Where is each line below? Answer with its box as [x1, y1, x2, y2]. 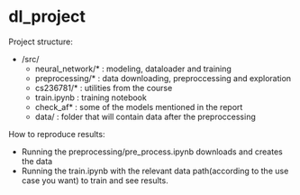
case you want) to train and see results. [21, 174, 168, 186]
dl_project [8, 6, 86, 27]
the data [21, 155, 53, 166]
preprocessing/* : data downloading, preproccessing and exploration [34, 72, 292, 83]
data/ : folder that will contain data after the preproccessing [34, 111, 256, 122]
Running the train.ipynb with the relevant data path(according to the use [21, 165, 289, 176]
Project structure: [8, 36, 74, 47]
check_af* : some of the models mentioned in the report [34, 101, 243, 112]
